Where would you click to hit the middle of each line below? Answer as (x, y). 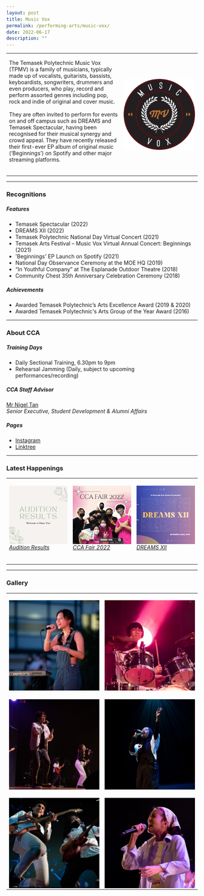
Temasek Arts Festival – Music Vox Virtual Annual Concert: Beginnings (103, 243)
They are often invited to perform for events (63, 114)
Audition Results (29, 548)
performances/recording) (47, 376)
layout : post (23, 13)
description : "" (27, 39)
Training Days (24, 347)
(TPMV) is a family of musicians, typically (60, 69)
